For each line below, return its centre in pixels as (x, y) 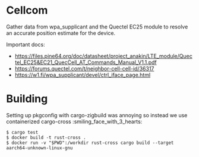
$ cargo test (22, 132)
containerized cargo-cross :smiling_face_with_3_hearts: (74, 121)
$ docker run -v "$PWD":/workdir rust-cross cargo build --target (90, 143)
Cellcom (27, 10)
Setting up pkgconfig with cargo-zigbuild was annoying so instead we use (97, 115)
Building (27, 99)
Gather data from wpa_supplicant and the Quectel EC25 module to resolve (97, 27)
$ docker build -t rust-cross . (46, 137)
